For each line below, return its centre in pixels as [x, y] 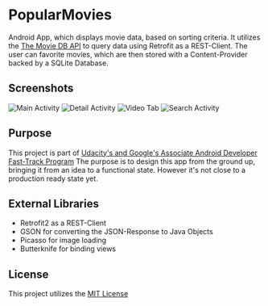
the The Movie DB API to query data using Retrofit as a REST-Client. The [128, 45]
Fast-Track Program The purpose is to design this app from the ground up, [132, 161]
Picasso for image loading [63, 241]
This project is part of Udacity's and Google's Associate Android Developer [133, 153]
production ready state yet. [53, 178]
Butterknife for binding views [68, 249]
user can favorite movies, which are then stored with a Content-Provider [128, 54]
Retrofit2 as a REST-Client [63, 223]
